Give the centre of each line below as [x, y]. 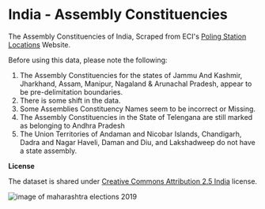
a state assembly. [48, 151]
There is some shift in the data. [70, 100]
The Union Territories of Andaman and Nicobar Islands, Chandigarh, [131, 134]
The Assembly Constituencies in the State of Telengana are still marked [136, 117]
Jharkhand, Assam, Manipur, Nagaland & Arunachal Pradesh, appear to [136, 84]
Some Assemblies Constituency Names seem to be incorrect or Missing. [137, 109]
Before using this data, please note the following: [88, 60]
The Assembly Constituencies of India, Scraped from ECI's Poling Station [127, 36]
